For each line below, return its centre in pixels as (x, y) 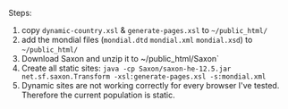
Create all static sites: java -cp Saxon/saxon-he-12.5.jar (126, 68)
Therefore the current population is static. (98, 95)
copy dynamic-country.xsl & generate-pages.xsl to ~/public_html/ (144, 30)
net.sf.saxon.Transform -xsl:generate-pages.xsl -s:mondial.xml (144, 77)
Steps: (20, 13)
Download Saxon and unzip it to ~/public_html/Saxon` (120, 59)
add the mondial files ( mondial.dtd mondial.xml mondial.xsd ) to (137, 40)
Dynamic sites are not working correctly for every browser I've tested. (150, 85)
